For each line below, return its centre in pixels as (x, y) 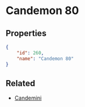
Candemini (28, 98)
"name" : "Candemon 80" (45, 59)
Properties (26, 33)
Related (21, 83)
